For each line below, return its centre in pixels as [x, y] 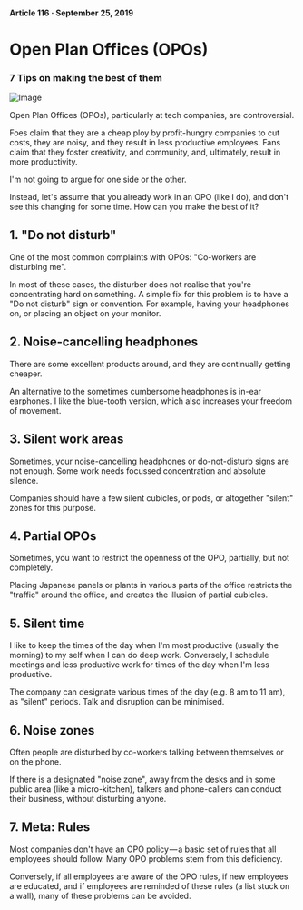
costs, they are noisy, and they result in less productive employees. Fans [145, 143]
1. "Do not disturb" [63, 235]
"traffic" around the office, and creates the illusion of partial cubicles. [139, 595]
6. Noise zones [52, 730]
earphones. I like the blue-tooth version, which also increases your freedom [151, 401]
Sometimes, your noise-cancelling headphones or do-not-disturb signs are [150, 461]
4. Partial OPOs [53, 536]
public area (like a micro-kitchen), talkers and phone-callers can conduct [146, 789]
